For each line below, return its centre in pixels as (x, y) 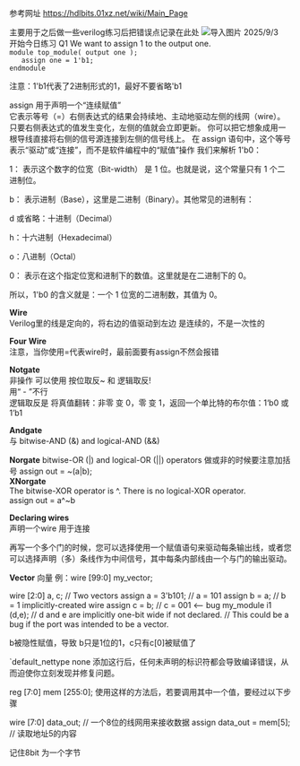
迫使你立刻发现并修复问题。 (68, 673)
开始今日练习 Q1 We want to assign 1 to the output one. (111, 44)
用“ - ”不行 (29, 392)
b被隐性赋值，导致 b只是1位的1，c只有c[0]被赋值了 (103, 643)
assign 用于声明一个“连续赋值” (65, 105)
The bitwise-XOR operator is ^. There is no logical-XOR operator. (128, 491)
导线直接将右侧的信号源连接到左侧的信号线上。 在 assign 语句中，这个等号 (154, 139)
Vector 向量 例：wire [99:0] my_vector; (81, 578)
